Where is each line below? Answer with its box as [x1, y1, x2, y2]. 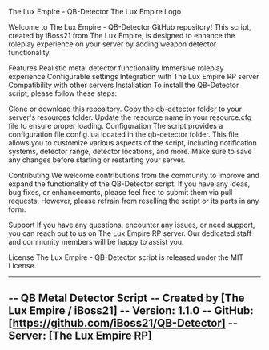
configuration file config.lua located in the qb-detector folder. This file [8, 129, 239, 139]
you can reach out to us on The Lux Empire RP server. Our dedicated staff [8, 229, 252, 238]
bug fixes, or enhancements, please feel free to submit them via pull [8, 188, 233, 197]
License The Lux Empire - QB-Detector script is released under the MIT [8, 253, 244, 262]
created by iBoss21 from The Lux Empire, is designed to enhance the [8, 31, 235, 40]
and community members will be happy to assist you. [8, 237, 184, 246]
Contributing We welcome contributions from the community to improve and [8, 171, 260, 180]
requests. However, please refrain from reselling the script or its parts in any [8, 196, 259, 205]
